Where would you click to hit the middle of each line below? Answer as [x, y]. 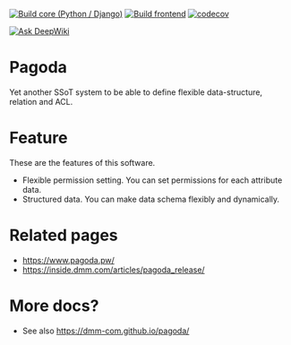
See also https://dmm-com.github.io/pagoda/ [106, 331]
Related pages [64, 235]
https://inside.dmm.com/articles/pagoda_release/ [113, 270]
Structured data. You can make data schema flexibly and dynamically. [151, 199]
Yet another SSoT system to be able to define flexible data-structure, [136, 92]
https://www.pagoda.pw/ [68, 260]
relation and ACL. [41, 101]
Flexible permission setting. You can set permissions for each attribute [152, 180]
